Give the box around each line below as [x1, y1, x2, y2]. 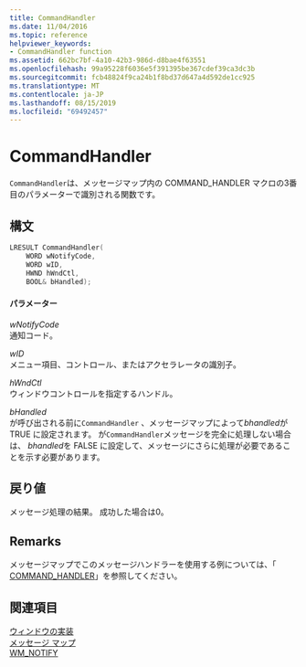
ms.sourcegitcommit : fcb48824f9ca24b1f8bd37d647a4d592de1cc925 [9, 73, 256, 82]
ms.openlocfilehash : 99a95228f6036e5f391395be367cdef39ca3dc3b [9, 65, 256, 74]
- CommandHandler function [9, 48, 112, 57]
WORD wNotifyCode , [26, 251, 96, 260]
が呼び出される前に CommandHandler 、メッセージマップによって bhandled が [9, 417, 289, 428]
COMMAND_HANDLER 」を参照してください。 [9, 570, 183, 581]
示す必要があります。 [25, 451, 105, 462]
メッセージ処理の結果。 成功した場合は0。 [9, 506, 169, 517]
